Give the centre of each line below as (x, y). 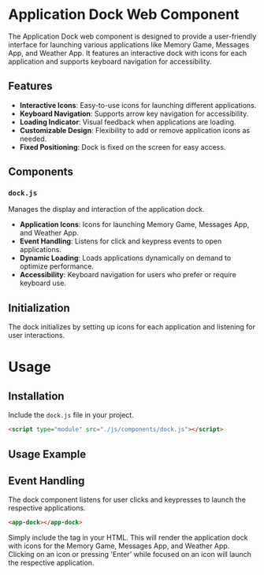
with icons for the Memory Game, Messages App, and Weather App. (119, 546)
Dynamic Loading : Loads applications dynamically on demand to (125, 258)
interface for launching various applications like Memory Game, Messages (129, 44)
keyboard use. (43, 283)
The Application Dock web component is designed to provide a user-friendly (132, 36)
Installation (36, 396)
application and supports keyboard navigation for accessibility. (110, 61)
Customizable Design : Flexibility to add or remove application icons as (135, 130)
